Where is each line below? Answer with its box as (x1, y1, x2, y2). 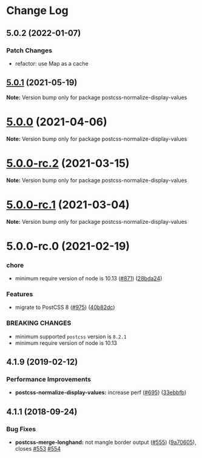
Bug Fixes (6, 425, 36, 433)
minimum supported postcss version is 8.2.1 (15, 333, 127, 340)
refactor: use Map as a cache (15, 60, 89, 67)
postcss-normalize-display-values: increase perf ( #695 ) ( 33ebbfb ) (15, 389, 187, 396)
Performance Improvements (6, 375, 92, 383)
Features (6, 290, 33, 298)
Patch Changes (6, 46, 53, 55)
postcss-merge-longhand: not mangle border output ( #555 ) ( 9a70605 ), (15, 439, 197, 446)
